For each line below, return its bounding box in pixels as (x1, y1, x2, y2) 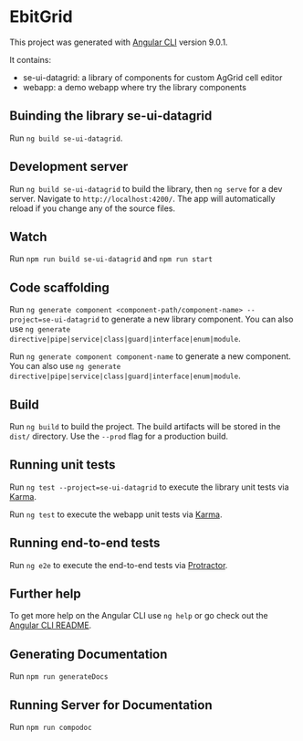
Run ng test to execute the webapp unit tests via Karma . (9, 509, 223, 520)
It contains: (9, 54, 52, 65)
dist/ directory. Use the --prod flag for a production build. (9, 431, 228, 441)
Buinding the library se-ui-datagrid (9, 108, 213, 124)
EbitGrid (9, 6, 73, 27)
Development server (9, 159, 129, 175)
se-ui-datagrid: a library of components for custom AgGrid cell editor (22, 71, 283, 83)
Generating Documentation (9, 646, 168, 662)
